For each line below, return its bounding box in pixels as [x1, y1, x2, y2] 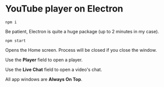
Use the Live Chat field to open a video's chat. [5, 66, 102, 72]
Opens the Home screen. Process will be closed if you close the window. [5, 47, 157, 53]
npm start [5, 38, 26, 43]
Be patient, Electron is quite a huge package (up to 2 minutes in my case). [5, 28, 159, 34]
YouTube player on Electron [5, 3, 124, 15]
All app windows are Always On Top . [5, 76, 83, 82]
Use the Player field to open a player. [5, 56, 83, 63]
